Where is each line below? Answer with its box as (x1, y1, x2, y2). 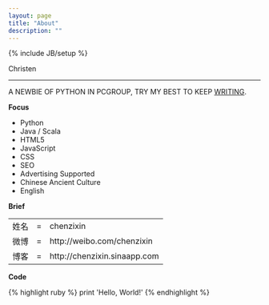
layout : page (8, 11, 52, 20)
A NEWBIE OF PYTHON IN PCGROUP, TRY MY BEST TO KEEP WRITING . (8, 87, 247, 97)
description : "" (8, 26, 62, 34)
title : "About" (8, 19, 59, 27)
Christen (8, 64, 37, 74)
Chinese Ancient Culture (19, 178, 102, 187)
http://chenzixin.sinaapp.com (49, 251, 159, 262)
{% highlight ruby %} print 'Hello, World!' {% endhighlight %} (8, 287, 210, 297)
